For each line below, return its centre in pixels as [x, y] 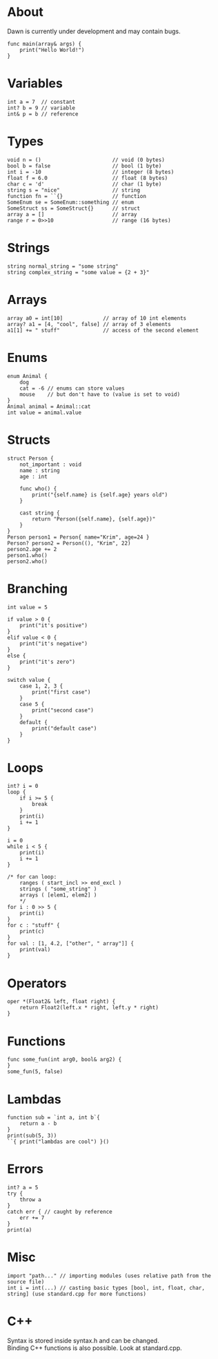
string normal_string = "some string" [63, 266]
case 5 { [32, 704]
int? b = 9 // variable [41, 108]
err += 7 [32, 1218]
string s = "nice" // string [73, 190]
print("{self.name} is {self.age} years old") [100, 495]
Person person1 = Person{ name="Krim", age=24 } [78, 537]
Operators [37, 983]
